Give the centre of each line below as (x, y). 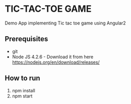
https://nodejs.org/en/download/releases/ (56, 62)
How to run (23, 78)
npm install (24, 90)
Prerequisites (26, 39)
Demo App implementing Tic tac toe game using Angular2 (65, 23)
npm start (22, 96)
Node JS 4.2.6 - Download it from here (53, 57)
